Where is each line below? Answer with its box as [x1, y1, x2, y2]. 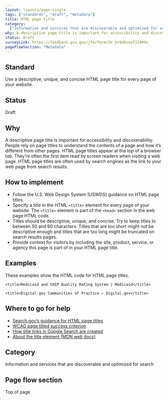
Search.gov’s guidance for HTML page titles [12, 317, 103, 323]
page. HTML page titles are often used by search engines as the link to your [5, 158, 161, 164]
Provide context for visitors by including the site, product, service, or [12, 239, 154, 245]
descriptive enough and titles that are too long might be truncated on [12, 228, 154, 234]
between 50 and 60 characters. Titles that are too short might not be [12, 223, 154, 229]
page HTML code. [12, 212, 50, 218]
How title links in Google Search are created [12, 328, 103, 334]
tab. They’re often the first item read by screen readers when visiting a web [5, 153, 160, 159]
